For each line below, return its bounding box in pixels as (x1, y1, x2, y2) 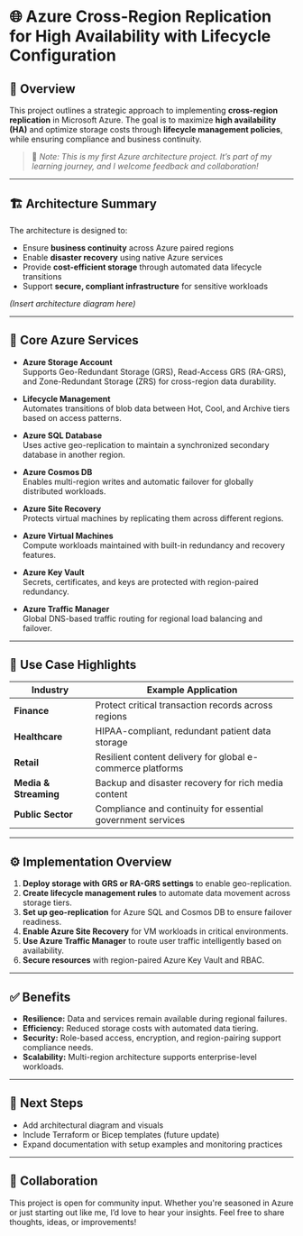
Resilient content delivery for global (95, 751, 245, 764)
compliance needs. (22, 1042, 94, 1053)
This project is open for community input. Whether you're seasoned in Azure (9, 1197, 294, 1208)
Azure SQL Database (22, 430, 103, 441)
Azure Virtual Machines (22, 530, 115, 541)
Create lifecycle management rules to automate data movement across (22, 888, 291, 899)
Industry (31, 683, 69, 696)
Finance (14, 705, 50, 718)
